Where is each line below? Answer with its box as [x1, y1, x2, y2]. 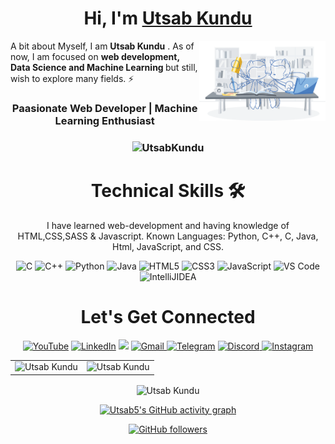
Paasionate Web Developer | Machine [11, 101, 198, 115]
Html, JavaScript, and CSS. [112, 240, 224, 252]
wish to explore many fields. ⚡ [10, 72, 135, 84]
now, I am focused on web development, [10, 50, 180, 62]
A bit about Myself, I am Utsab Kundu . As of [10, 40, 195, 52]
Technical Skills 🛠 [90, 179, 246, 202]
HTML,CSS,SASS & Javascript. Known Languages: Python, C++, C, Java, [17, 230, 319, 242]
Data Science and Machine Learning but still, [10, 61, 198, 73]
